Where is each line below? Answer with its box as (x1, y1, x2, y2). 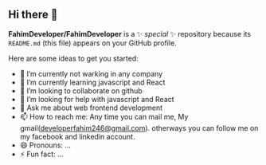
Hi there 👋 (8, 8, 58, 22)
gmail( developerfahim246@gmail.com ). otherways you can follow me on (19, 123, 259, 132)
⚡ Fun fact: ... (19, 149, 64, 159)
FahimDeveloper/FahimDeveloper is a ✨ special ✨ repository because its (8, 29, 252, 38)
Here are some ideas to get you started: (8, 53, 139, 63)
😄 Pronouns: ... (19, 140, 72, 150)
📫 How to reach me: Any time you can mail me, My (19, 112, 189, 121)
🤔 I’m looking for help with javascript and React (19, 94, 174, 104)
